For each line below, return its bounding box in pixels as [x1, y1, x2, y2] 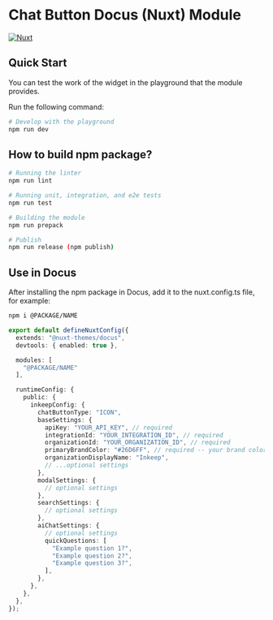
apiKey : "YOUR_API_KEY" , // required [44, 424, 173, 432]
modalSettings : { [37, 476, 96, 484]
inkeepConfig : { [29, 401, 85, 409]
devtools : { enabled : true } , [15, 341, 118, 350]
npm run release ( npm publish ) [8, 243, 115, 252]
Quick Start [8, 56, 67, 70]
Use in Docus [8, 265, 77, 279]
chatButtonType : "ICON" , [37, 408, 122, 416]
